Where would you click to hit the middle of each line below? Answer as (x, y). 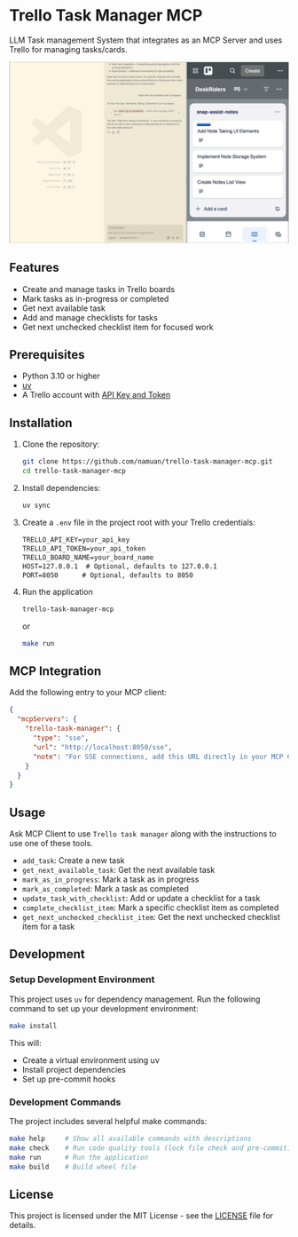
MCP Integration (55, 671)
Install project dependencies (74, 1069)
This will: (25, 1043)
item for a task (48, 927)
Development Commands (65, 1102)
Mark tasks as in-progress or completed (95, 298)
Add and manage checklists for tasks (90, 317)
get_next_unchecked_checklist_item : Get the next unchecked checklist (151, 917)
